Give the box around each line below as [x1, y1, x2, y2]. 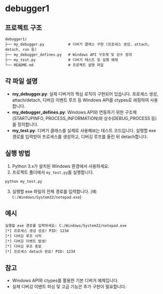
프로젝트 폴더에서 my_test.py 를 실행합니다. [12, 169, 94, 175]
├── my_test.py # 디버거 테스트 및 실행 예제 [5, 58, 118, 62]
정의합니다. [17, 121, 39, 127]
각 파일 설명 [5, 77, 38, 85]
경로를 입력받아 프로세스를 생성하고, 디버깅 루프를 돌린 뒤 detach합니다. [12, 134, 148, 139]
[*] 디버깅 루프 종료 [5, 244, 42, 249]
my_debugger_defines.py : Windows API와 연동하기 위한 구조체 [12, 109, 137, 115]
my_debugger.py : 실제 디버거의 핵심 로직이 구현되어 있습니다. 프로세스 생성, [12, 91, 159, 97]
